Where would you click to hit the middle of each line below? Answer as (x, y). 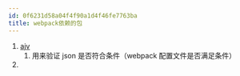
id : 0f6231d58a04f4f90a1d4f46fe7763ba (73, 16)
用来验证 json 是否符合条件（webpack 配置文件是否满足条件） (134, 55)
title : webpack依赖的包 (45, 23)
